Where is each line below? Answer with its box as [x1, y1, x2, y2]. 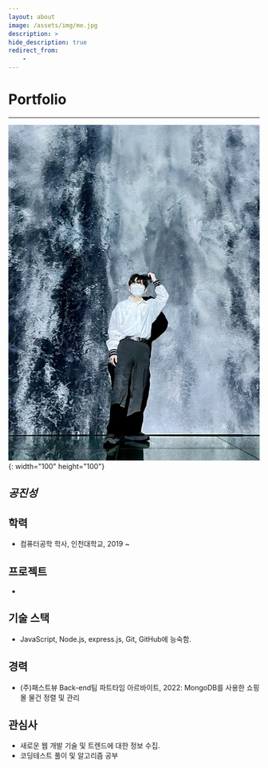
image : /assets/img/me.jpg [8, 21, 98, 30]
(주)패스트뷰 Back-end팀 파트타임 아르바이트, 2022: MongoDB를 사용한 [19, 682, 245, 692]
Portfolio [8, 90, 67, 109]
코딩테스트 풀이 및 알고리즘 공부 [19, 751, 118, 761]
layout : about [8, 13, 56, 21]
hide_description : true [8, 38, 88, 46]
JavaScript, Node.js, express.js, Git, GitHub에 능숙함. [19, 634, 191, 643]
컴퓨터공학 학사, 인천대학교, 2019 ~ [19, 539, 130, 549]
